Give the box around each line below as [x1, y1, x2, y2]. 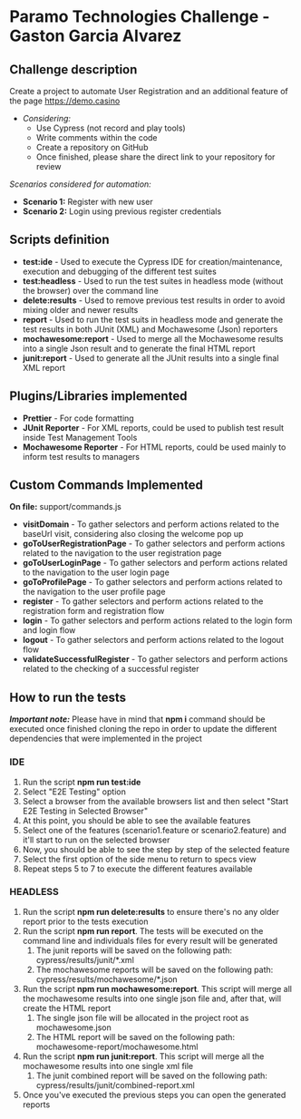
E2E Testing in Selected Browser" [22, 805, 148, 816]
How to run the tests [9, 689, 127, 705]
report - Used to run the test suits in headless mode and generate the [22, 314, 284, 325]
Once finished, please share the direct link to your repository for [35, 151, 276, 162]
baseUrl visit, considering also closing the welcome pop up [22, 529, 244, 540]
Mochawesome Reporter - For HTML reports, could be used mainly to [22, 442, 286, 452]
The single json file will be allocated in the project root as [35, 1012, 249, 1023]
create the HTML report [22, 1002, 112, 1013]
